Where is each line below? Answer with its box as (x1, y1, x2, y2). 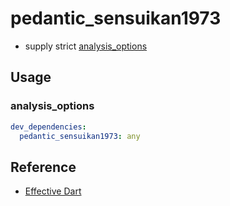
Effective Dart (24, 185, 82, 197)
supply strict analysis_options (24, 40, 148, 52)
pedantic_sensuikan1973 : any (19, 131, 141, 141)
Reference (10, 158, 77, 176)
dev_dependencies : (10, 122, 87, 132)
